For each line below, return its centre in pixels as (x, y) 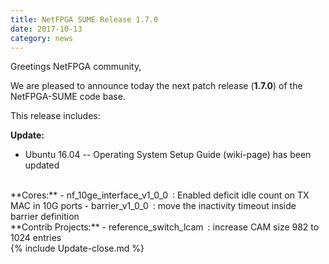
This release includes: (55, 116)
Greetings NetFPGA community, (76, 67)
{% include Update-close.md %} (77, 248)
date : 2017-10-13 (46, 29)
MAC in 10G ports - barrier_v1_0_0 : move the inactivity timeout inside (153, 206)
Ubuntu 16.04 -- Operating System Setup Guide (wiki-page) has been (168, 155)
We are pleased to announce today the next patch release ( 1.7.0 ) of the (156, 86)
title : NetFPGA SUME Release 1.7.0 (84, 19)
